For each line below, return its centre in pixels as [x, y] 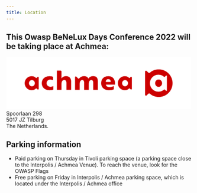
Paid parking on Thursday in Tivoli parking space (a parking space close [103, 159]
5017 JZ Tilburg [25, 120]
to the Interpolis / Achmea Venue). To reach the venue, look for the [96, 165]
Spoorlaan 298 [24, 113]
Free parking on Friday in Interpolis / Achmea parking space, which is [99, 178]
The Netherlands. [28, 126]
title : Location [26, 12]
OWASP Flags [32, 171]
